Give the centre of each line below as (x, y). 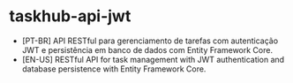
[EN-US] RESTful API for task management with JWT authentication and (153, 59)
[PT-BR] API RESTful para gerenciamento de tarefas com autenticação (150, 41)
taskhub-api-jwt (70, 16)
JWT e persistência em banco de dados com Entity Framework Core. (147, 49)
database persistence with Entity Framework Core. (114, 69)
